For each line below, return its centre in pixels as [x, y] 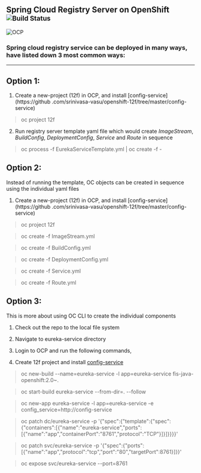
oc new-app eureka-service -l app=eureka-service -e [87, 403]
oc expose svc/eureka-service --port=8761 [74, 463]
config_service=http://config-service [66, 410]
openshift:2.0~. [39, 380]
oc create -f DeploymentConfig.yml [65, 259]
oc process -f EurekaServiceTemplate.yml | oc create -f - [91, 149]
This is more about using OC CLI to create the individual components [91, 316]
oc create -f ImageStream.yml [58, 236]
